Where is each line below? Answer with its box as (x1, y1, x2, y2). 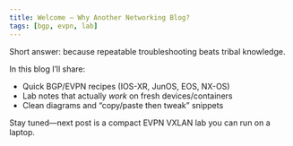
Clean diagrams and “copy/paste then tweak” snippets (22, 99, 224, 110)
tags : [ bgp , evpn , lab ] (9, 21, 99, 30)
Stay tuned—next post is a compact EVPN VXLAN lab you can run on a (9, 117, 271, 128)
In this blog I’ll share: (9, 64, 86, 74)
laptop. (9, 126, 36, 137)
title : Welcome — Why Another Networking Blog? (9, 13, 191, 22)
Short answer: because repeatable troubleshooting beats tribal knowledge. (9, 46, 286, 56)
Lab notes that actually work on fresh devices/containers (22, 90, 233, 101)
